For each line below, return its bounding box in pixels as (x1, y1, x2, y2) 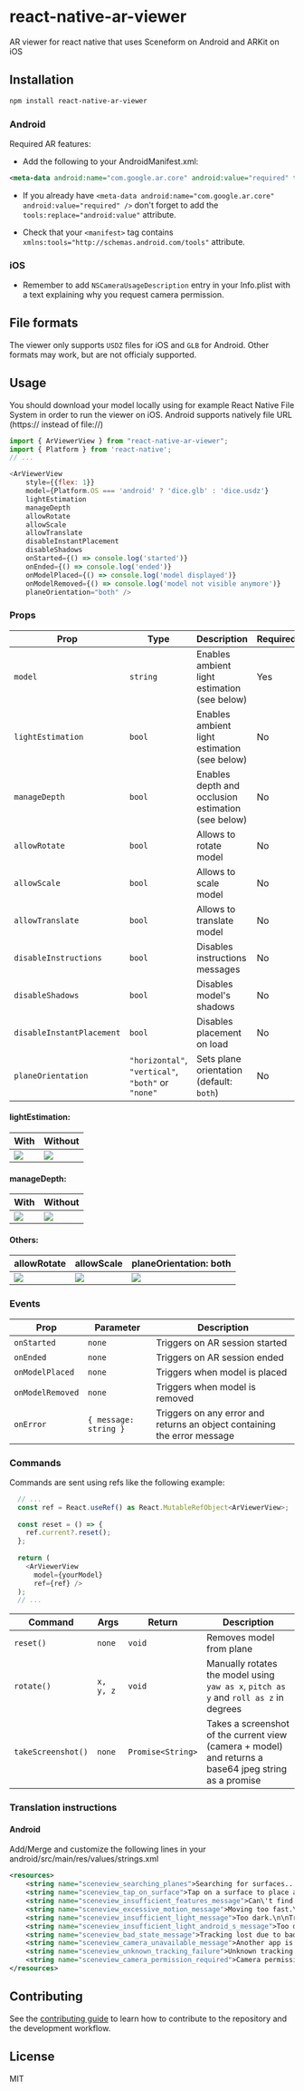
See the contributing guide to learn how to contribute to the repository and (9, 2013, 288, 2024)
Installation (9, 73, 74, 88)
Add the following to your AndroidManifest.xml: (22, 156, 199, 167)
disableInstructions (14, 952, 102, 963)
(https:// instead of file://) (9, 419, 104, 430)
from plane (206, 1643, 253, 1656)
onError (14, 1419, 47, 1429)
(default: (195, 1075, 233, 1087)
